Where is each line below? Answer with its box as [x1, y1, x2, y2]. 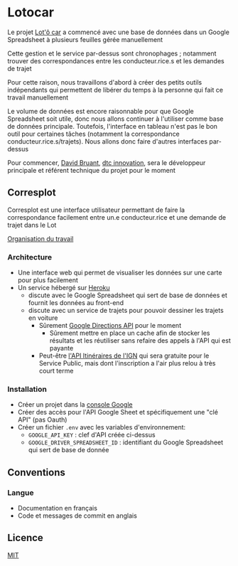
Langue [7, 488, 34, 498]
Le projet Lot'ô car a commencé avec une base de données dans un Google [7, 28, 229, 36]
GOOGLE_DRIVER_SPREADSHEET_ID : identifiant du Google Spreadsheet [28, 438, 224, 447]
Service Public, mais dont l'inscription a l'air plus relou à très [38, 359, 216, 368]
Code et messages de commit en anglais [17, 511, 137, 520]
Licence [7, 532, 44, 544]
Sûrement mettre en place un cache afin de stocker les [49, 329, 210, 338]
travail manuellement [7, 93, 69, 102]
